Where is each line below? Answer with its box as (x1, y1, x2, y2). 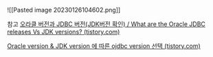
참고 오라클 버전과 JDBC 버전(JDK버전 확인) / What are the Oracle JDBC (7, 20, 206, 28)
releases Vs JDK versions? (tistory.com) (7, 27, 120, 36)
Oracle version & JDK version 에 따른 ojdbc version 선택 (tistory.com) (7, 42, 201, 50)
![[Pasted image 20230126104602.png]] (7, 6, 121, 14)
